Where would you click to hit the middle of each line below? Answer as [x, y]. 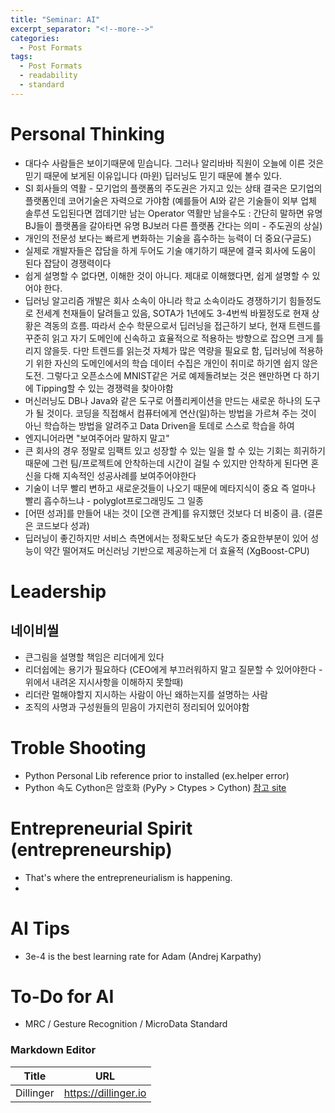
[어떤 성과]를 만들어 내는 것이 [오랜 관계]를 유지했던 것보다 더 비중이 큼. [163, 513]
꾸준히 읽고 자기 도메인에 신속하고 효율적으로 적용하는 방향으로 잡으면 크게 [169, 338]
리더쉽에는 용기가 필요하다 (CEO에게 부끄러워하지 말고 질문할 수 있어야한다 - [173, 669]
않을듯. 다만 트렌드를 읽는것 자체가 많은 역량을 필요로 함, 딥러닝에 [170, 350]
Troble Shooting [78, 747]
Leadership [58, 591]
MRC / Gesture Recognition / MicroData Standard [126, 1024]
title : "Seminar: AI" [55, 19]
